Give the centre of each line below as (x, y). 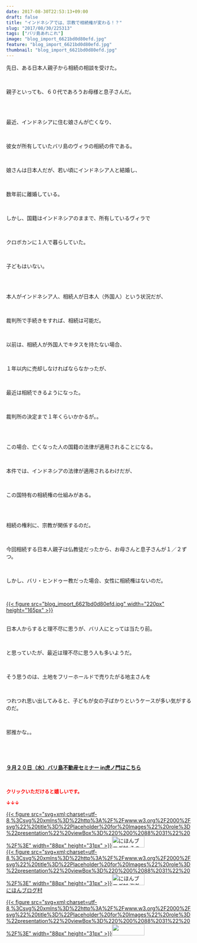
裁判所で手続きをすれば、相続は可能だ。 (55, 320)
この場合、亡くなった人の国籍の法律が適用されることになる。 (81, 446)
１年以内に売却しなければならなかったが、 (58, 368)
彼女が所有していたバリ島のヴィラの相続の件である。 (71, 146)
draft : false (22, 17)
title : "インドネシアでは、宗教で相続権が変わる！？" (64, 22)
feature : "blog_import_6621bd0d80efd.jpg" (59, 45)
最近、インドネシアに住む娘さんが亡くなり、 (60, 122)
